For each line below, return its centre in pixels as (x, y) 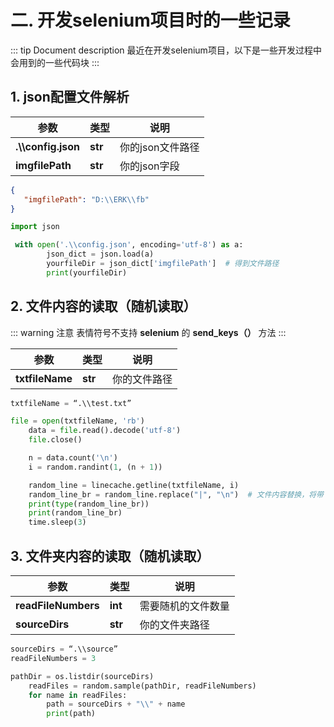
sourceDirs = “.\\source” (64, 649)
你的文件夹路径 (174, 624)
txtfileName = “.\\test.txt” (71, 403)
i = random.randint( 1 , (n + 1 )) (95, 467)
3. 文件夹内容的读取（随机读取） (110, 556)
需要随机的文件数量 (184, 606)
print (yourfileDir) (87, 272)
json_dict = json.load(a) (100, 254)
